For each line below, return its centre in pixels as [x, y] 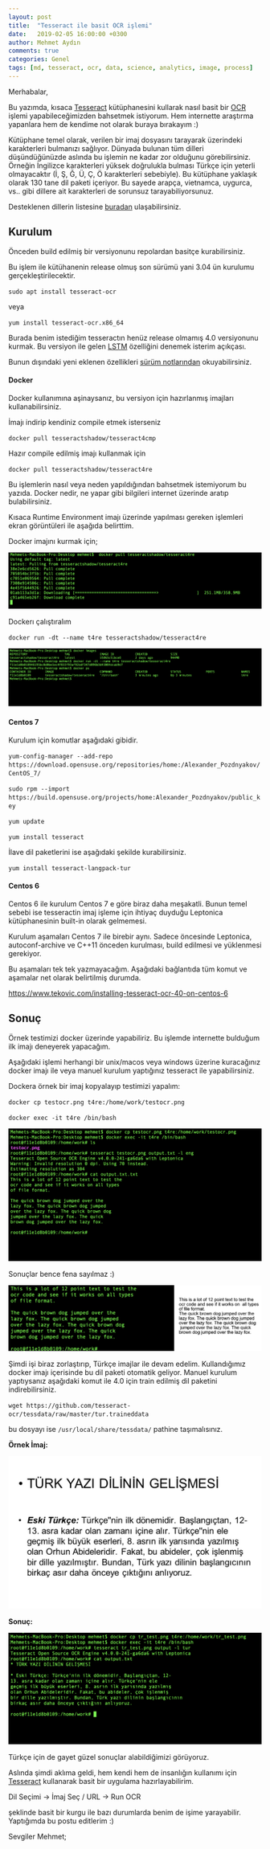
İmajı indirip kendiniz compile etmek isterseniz [85, 422]
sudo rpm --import [39, 789]
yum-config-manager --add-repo [61, 756]
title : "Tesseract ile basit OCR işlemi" [80, 25]
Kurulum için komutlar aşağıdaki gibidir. [73, 740]
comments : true [34, 51]
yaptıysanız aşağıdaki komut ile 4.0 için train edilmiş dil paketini [113, 1381]
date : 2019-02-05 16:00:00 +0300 [68, 34]
